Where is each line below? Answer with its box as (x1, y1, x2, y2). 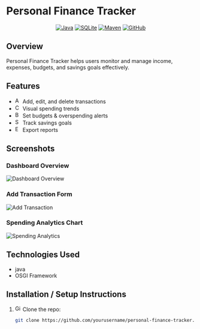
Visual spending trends (22, 105, 80, 112)
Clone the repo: (22, 306, 61, 313)
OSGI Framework (14, 271, 57, 279)
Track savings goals (22, 119, 72, 126)
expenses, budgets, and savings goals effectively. (6, 64, 130, 71)
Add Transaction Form (6, 190, 73, 198)
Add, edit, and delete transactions (22, 98, 106, 105)
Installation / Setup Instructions (6, 289, 127, 300)
